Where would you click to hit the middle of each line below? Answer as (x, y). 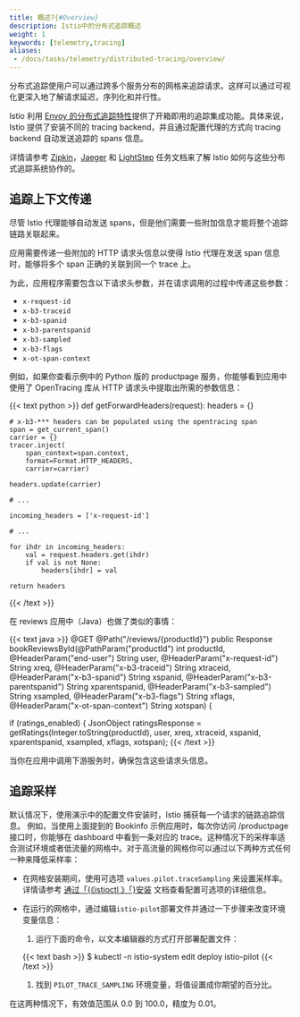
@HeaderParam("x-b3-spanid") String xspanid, (97, 677)
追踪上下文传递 (50, 199)
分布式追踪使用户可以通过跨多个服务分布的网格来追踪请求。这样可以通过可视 (150, 85)
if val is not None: (63, 563)
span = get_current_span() (59, 429)
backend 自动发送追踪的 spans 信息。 (79, 138)
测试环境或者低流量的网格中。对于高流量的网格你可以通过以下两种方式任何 (154, 848)
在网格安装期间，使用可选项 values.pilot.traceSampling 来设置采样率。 (154, 878)
